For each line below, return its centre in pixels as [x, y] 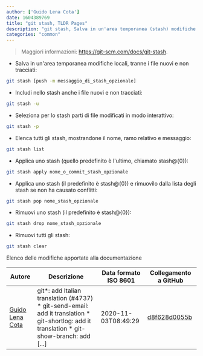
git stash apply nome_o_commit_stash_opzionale [67, 172]
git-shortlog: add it [64, 321]
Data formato [121, 273]
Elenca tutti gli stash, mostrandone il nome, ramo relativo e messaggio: [103, 138]
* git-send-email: [63, 306]
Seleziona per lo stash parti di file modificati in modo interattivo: [94, 115]
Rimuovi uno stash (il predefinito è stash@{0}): [73, 212]
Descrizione [66, 277]
